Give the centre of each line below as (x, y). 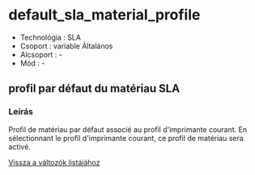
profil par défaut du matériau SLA (94, 89)
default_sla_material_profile (104, 15)
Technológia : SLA (50, 37)
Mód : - (32, 63)
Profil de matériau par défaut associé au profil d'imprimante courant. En (128, 129)
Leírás (21, 112)
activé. (19, 147)
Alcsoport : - (41, 54)
